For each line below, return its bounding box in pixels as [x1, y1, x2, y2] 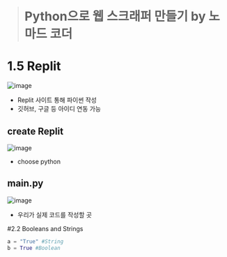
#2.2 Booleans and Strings [7, 224, 84, 233]
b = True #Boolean [7, 244, 61, 251]
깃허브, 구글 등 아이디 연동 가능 [17, 105, 101, 113]
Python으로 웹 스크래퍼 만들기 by [24, 8, 206, 24]
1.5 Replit [7, 59, 61, 74]
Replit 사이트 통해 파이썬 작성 [17, 96, 97, 104]
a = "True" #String [7, 237, 64, 245]
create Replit [7, 125, 64, 137]
